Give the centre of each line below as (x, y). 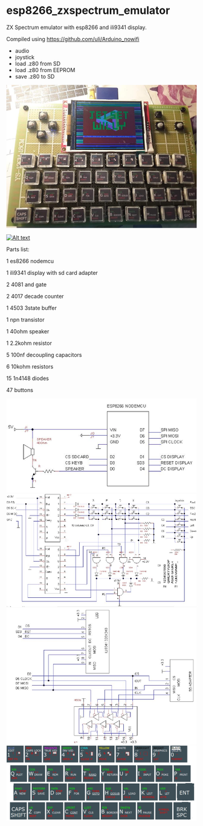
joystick (25, 57)
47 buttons (20, 390)
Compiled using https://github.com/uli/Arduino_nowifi (73, 39)
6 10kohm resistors (30, 366)
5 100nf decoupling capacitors (44, 355)
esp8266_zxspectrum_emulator (88, 11)
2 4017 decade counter (35, 296)
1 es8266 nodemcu (30, 261)
